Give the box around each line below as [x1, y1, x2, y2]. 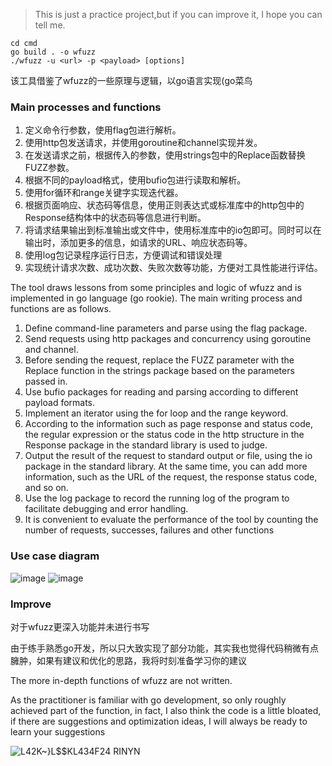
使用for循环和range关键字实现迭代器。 [24, 187, 184, 199]
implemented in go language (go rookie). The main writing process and [10, 292, 303, 304]
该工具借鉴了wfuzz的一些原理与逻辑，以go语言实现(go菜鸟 [10, 75, 253, 86]
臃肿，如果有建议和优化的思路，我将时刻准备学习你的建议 [10, 654, 247, 666]
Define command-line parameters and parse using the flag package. [24, 322, 308, 334]
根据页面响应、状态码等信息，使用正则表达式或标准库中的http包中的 [24, 199, 305, 211]
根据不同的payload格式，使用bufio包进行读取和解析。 [24, 174, 247, 186]
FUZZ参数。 [24, 162, 75, 174]
